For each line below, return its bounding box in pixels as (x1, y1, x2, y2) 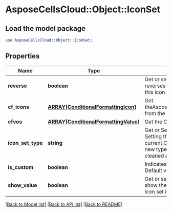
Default (144, 167, 162, 174)
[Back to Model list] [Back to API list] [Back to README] (5, 201, 123, 207)
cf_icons (8, 103, 29, 110)
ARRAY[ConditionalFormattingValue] (48, 118, 140, 125)
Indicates (144, 160, 167, 167)
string (48, 139, 63, 146)
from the (144, 109, 165, 117)
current (144, 139, 163, 146)
